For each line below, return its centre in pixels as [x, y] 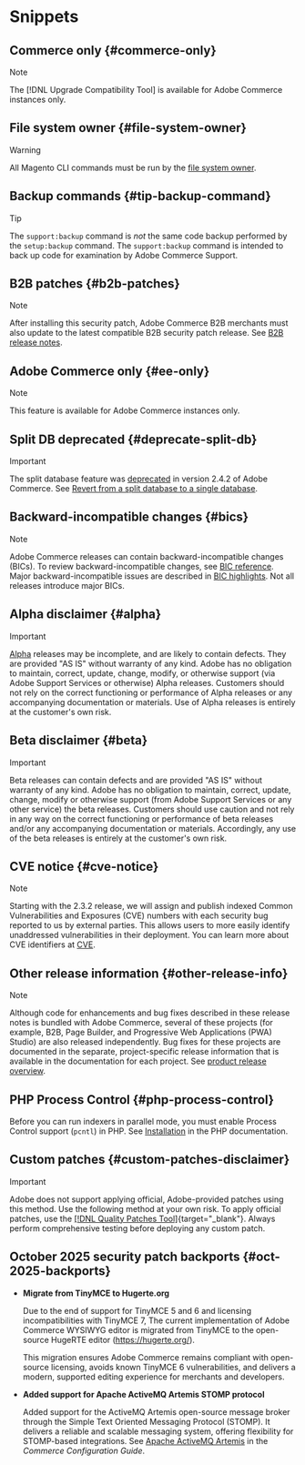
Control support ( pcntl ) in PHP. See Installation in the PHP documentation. [149, 1131]
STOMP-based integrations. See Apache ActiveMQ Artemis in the [145, 1440]
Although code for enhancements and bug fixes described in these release [150, 1013]
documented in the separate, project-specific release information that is [144, 1052]
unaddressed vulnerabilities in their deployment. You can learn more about [149, 935]
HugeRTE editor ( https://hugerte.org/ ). [123, 1339]
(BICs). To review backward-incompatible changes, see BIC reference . [142, 566]
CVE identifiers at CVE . [52, 945]
